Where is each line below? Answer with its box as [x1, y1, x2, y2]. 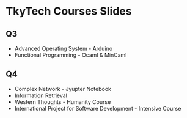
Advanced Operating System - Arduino [14, 45, 113, 52]
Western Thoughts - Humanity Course [14, 98, 111, 105]
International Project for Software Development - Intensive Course [14, 105, 182, 112]
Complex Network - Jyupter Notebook [14, 85, 111, 92]
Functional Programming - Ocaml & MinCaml [14, 51, 127, 59]
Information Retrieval [14, 92, 68, 99]
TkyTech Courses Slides [5, 4, 132, 18]
